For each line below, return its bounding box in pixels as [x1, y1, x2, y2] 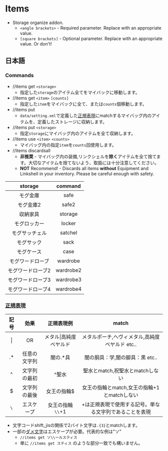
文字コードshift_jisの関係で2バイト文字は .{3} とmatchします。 [12, 422, 140, 428]
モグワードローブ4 [7, 286, 51, 293]
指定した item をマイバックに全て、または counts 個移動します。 [19, 101, 147, 107]
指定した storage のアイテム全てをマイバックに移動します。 [19, 89, 140, 95]
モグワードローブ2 [7, 267, 51, 274]
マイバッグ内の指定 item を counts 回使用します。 [19, 142, 116, 148]
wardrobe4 [55, 285, 81, 292]
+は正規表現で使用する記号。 [81, 401, 150, 408]
